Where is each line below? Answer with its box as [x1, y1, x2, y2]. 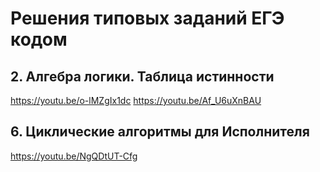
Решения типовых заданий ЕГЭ [10, 7, 285, 30]
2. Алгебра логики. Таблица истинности [10, 68, 275, 85]
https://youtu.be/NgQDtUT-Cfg [10, 150, 138, 162]
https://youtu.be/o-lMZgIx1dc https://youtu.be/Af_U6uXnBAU [10, 95, 262, 106]
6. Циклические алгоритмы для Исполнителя [10, 123, 310, 141]
